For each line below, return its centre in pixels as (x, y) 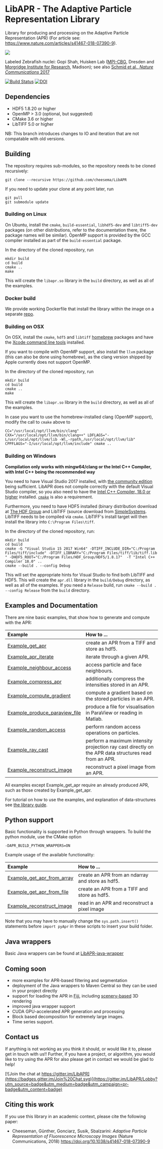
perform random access (113, 726)
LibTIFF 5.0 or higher (33, 124)
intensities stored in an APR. (117, 685)
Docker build (20, 298)
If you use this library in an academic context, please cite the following (75, 1116)
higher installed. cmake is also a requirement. (49, 497)
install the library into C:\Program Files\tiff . (50, 521)
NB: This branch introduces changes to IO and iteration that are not (72, 133)
